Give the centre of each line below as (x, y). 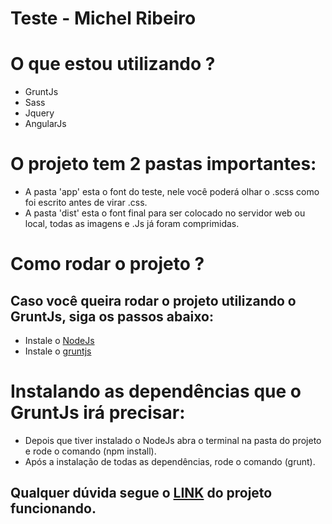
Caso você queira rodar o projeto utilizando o (153, 300)
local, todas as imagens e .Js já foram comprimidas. (132, 224)
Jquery (39, 113)
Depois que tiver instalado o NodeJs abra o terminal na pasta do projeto (173, 440)
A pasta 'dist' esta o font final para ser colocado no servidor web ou (165, 213)
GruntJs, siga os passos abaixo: (112, 316)
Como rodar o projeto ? (107, 264)
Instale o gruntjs (58, 351)
